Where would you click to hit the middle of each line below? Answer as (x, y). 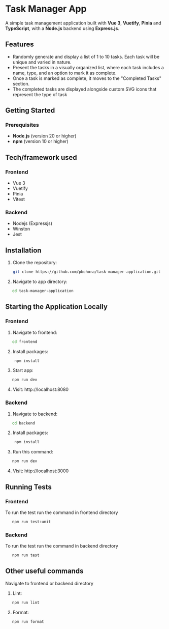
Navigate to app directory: (40, 282)
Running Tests (28, 487)
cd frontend (25, 341)
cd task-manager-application (43, 291)
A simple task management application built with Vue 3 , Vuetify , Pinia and (83, 23)
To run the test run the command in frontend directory (62, 512)
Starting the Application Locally (57, 307)
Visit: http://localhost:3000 (41, 471)
